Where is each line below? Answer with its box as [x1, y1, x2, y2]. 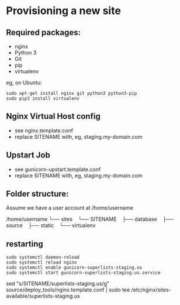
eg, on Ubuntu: [6, 79, 42, 86]
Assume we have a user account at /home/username [6, 204, 133, 211]
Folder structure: [6, 189, 69, 199]
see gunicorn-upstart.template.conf [14, 166, 101, 173]
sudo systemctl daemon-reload [6, 255, 80, 261]
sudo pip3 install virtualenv [6, 95, 80, 101]
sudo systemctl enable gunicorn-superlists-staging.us [6, 265, 143, 270]
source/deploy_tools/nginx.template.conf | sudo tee [6, 286, 130, 293]
